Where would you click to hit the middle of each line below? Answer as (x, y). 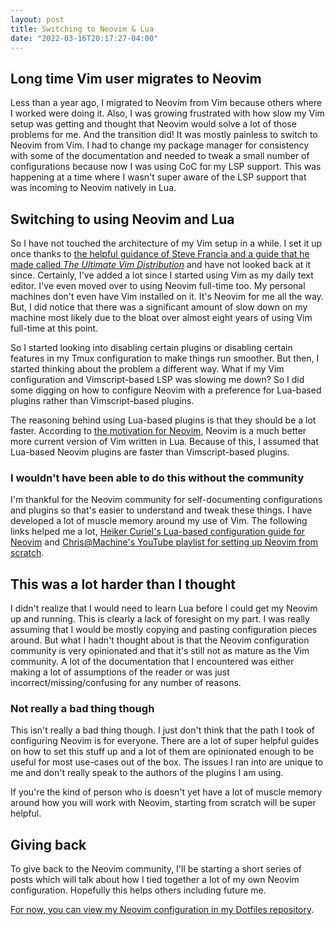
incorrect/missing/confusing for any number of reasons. (126, 683)
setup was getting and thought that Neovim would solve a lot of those (153, 124)
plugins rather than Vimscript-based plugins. (102, 400)
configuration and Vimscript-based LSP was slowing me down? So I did (157, 379)
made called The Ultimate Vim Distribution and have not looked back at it (161, 264)
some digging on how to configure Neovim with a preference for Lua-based (166, 390)
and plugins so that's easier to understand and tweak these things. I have (161, 510)
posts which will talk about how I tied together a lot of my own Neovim (155, 880)
